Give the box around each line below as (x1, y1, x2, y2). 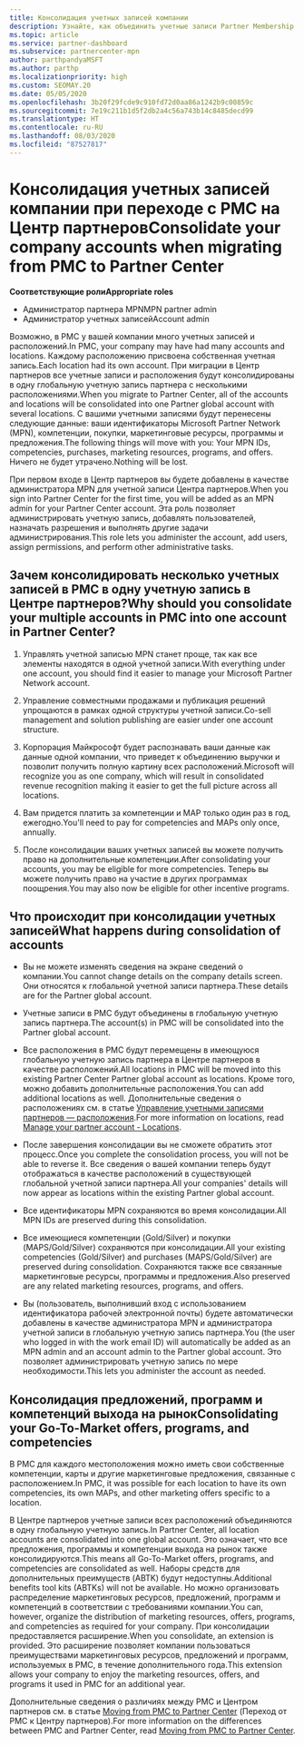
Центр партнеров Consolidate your (9, 217, 281, 238)
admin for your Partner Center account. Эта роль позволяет (9, 503, 236, 514)
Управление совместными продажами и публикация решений (22, 695, 266, 706)
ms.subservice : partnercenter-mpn (9, 47, 141, 56)
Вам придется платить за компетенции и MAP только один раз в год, (22, 807, 291, 818)
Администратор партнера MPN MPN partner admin (22, 303, 218, 314)
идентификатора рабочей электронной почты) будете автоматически (22, 1308, 293, 1319)
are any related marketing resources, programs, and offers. (22, 1280, 244, 1291)
